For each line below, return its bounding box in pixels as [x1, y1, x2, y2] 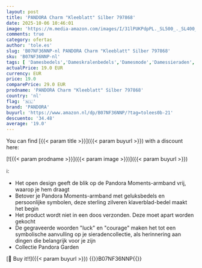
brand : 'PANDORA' [6, 104, 50, 110]
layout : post [6, 8, 39, 15]
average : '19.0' [6, 121, 47, 127]
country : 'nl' [6, 93, 42, 99]
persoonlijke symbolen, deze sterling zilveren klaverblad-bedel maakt [14, 199, 188, 206]
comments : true [6, 31, 44, 37]
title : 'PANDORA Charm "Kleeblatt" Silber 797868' [6, 14, 136, 20]
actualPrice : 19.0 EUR [6, 64, 63, 71]
